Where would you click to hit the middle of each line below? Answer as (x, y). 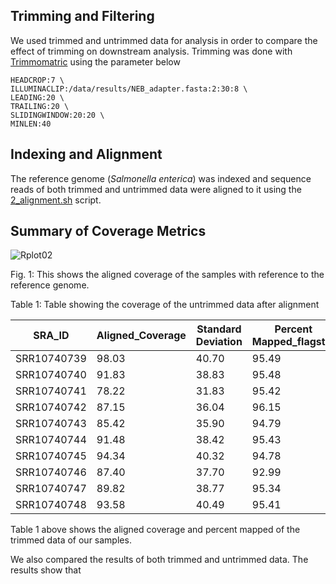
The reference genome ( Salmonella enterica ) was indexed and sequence (161, 178)
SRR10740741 (51, 391)
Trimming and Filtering (82, 16)
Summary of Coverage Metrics (108, 231)
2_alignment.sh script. (56, 200)
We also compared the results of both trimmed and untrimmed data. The (159, 560)
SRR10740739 (51, 359)
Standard (219, 329)
